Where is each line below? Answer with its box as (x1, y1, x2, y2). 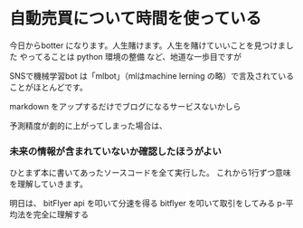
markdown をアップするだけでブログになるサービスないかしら (9, 100, 241, 111)
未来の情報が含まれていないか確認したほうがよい (9, 145, 222, 157)
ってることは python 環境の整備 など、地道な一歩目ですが (26, 51, 242, 62)
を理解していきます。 (9, 178, 89, 190)
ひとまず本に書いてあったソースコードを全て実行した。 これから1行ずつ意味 (9, 167, 291, 178)
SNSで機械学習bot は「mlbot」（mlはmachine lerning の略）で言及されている (9, 70, 295, 81)
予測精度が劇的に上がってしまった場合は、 (9, 119, 167, 131)
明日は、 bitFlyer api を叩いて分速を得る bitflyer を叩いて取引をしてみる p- (9, 198, 287, 209)
